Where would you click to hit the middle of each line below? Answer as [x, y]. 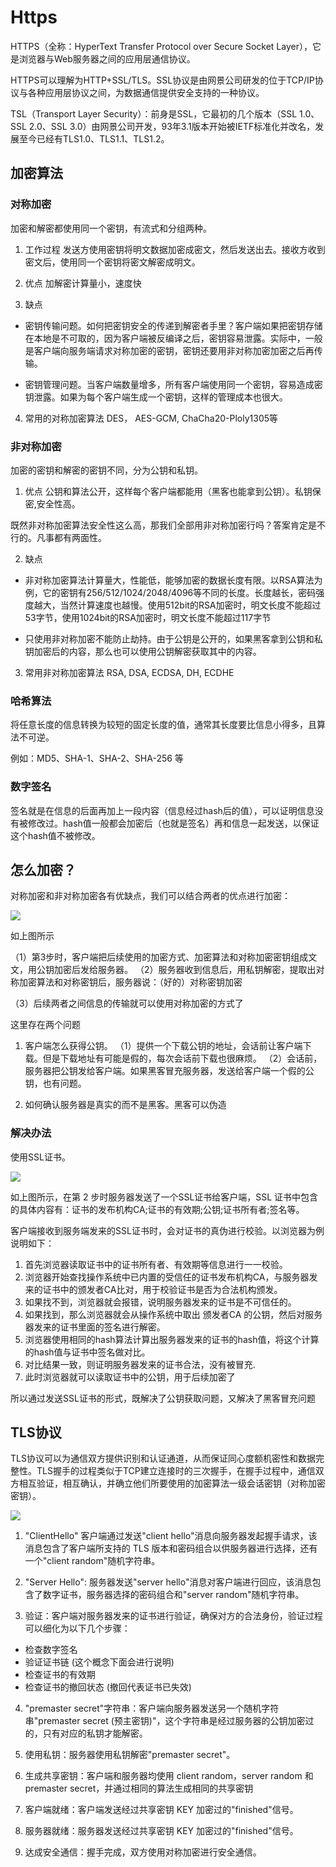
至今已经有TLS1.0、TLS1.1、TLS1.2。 [94, 138]
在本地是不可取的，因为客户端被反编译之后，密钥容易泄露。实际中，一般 [173, 338]
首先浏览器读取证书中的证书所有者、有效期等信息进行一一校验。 [156, 1264]
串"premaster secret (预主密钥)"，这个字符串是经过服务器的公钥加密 [165, 1721]
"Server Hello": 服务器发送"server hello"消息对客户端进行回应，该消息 [168, 1582]
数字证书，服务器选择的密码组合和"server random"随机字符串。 [173, 1595]
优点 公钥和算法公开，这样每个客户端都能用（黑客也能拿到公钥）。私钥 [168, 491]
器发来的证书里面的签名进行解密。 [95, 1327]
